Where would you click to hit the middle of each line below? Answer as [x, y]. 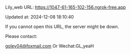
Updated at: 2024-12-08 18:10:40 [39, 17]
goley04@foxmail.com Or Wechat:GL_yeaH [49, 46]
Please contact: [21, 36]
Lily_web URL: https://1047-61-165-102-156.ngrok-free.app [65, 7]
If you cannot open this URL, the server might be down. [62, 26]
